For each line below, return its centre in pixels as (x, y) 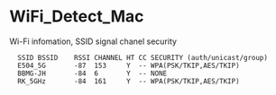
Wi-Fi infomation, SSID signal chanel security (93, 41)
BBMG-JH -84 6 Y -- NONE (92, 73)
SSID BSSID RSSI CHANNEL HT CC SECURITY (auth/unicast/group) (143, 57)
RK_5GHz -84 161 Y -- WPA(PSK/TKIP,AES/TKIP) (129, 81)
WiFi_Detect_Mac (77, 17)
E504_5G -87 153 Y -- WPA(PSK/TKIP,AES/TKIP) (129, 65)
